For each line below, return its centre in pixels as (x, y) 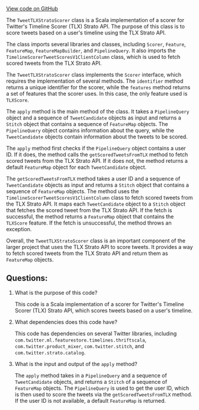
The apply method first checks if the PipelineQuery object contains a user (96, 148)
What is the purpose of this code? (56, 292)
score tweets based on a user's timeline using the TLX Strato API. (86, 33)
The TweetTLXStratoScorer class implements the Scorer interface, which (94, 75)
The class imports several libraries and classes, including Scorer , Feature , (96, 44)
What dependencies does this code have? (66, 322)
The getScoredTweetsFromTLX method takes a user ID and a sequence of (93, 179)
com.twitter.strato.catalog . (50, 352)
